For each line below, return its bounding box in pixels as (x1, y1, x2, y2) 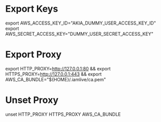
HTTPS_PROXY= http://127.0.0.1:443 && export (5, 71, 102, 77)
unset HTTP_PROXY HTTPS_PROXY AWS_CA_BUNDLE (5, 111, 121, 117)
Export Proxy (5, 49, 62, 60)
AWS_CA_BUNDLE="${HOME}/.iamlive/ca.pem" (5, 76, 106, 82)
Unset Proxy (5, 94, 59, 106)
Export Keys (5, 3, 58, 15)
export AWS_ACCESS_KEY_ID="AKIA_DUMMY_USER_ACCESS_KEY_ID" (5, 20, 156, 26)
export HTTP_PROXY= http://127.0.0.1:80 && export (5, 65, 111, 71)
